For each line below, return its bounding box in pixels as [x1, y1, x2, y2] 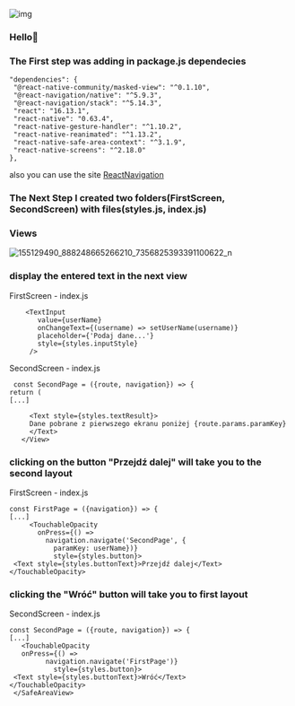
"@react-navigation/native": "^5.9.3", [13, 91, 163, 100]
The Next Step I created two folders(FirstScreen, [9, 192, 226, 205]
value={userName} [37, 315, 102, 325]
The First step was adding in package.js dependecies [9, 55, 247, 67]
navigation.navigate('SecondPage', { [45, 536, 187, 545]
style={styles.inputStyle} [37, 339, 139, 348]
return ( [9, 388, 42, 397]
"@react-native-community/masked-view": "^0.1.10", [13, 83, 211, 92]
